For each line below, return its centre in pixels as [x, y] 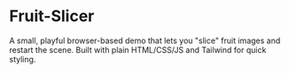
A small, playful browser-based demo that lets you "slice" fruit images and [145, 40]
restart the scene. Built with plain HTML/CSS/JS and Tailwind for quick [138, 49]
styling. [23, 59]
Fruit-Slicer [52, 16]
